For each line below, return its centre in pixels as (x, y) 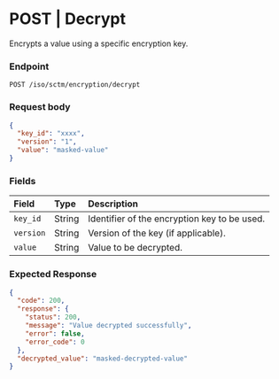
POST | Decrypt (68, 19)
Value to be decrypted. (136, 248)
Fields (23, 181)
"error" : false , (55, 333)
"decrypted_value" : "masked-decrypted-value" (103, 359)
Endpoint (29, 66)
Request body (40, 107)
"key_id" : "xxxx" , (51, 134)
